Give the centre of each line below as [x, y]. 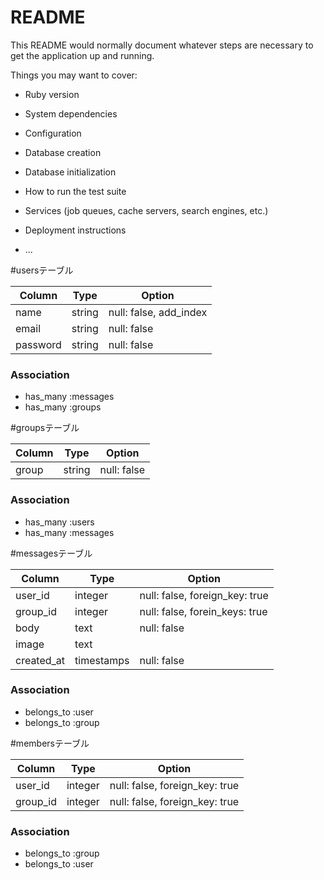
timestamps [102, 660]
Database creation [63, 152]
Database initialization [70, 172]
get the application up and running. [82, 55]
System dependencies [71, 113]
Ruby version [52, 94]
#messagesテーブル [51, 553]
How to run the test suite [75, 191]
